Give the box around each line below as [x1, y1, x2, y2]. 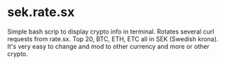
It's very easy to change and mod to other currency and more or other [7, 42, 210, 50]
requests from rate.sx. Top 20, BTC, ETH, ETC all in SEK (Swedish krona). [7, 34, 219, 43]
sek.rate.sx [7, 4, 75, 20]
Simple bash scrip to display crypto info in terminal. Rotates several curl [7, 27, 214, 36]
